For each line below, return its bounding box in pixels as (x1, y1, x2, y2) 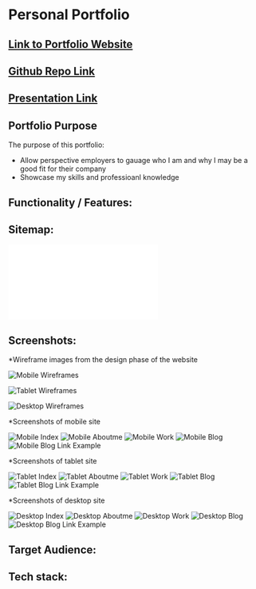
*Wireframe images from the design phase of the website (8, 355, 198, 364)
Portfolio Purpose (8, 118, 98, 133)
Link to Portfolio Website (8, 38, 133, 51)
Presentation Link (8, 92, 98, 105)
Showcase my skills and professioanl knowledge (19, 173, 179, 182)
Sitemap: (8, 222, 54, 237)
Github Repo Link (8, 64, 96, 78)
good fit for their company (19, 164, 106, 173)
